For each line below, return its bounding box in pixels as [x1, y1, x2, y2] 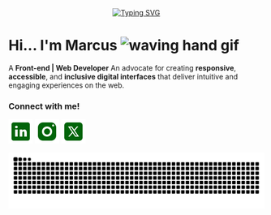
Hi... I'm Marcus [8, 37, 118, 55]
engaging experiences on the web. [8, 80, 125, 90]
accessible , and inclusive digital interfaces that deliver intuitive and [8, 71, 238, 81]
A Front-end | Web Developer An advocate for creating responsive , [8, 62, 237, 72]
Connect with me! [8, 101, 80, 112]
